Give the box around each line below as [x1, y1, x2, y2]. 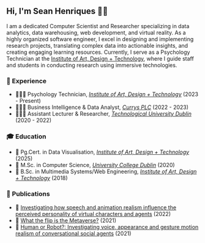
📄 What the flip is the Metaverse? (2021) [15, 217, 117, 224]
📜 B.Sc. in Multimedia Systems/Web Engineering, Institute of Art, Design [15, 168, 197, 175]
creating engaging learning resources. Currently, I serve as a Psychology [6, 48, 190, 56]
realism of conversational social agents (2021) [15, 230, 132, 237]
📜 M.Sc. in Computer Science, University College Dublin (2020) [15, 162, 176, 169]
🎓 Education [6, 132, 47, 141]
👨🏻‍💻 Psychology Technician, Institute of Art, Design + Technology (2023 [15, 91, 199, 98]
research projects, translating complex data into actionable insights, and [6, 42, 188, 49]
